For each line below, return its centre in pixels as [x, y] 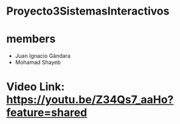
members [31, 39]
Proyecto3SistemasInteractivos [88, 11]
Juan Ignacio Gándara [43, 56]
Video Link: [36, 87]
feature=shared [47, 113]
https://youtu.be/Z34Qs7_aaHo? [90, 100]
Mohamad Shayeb [38, 63]
